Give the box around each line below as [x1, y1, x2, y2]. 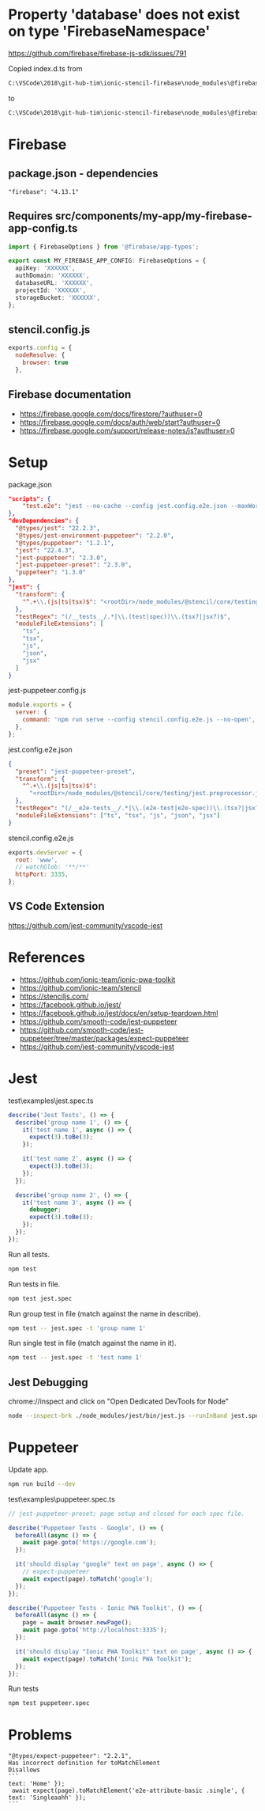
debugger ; [28, 1206, 62, 1214]
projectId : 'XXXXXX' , [15, 286, 87, 294]
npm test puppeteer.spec [8, 1699, 90, 1707]
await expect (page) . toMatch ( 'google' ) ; [22, 1574, 154, 1583]
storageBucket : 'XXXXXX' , [15, 294, 101, 301]
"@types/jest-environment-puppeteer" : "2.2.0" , [15, 532, 175, 540]
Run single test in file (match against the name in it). [8, 1339, 177, 1348]
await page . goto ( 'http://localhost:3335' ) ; [22, 1626, 168, 1635]
